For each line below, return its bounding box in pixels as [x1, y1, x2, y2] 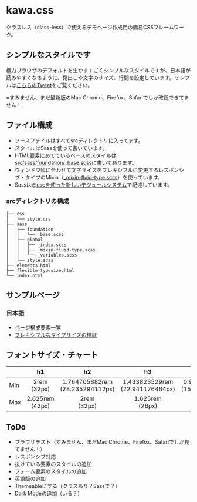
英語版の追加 [14, 475, 46, 483]
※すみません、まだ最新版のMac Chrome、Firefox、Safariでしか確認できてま [6, 94, 189, 101]
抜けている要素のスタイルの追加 [14, 460, 92, 468]
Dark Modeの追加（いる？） [14, 490, 83, 497]
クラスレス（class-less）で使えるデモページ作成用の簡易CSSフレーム [6, 24, 174, 31]
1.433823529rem [123, 378, 174, 386]
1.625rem [134, 395, 162, 403]
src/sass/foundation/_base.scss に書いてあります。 [14, 159, 138, 166]
